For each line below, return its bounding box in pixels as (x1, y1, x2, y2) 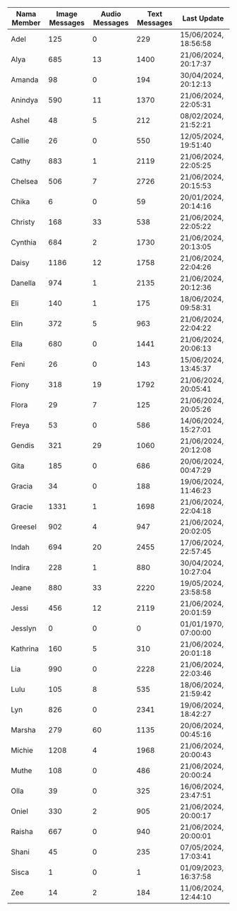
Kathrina (11, 644, 39, 653)
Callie (11, 136, 30, 146)
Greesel (11, 522, 37, 531)
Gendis (11, 441, 35, 450)
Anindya (11, 95, 39, 105)
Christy (11, 217, 35, 227)
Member (11, 18, 41, 28)
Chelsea (11, 177, 39, 186)
